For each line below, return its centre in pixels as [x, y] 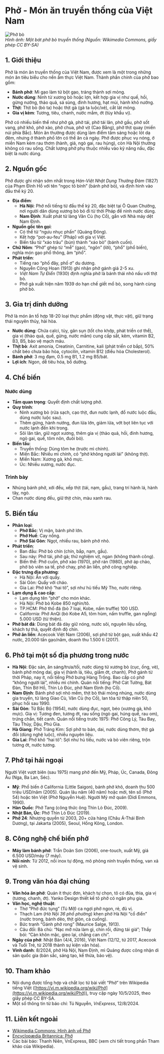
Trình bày [17, 477]
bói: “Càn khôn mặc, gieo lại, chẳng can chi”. [65, 935]
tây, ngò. [21, 493]
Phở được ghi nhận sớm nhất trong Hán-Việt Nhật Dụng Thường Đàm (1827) [82, 181]
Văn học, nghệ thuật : [34, 904]
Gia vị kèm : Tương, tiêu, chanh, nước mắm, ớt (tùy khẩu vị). [72, 113]
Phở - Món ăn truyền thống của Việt [79, 11]
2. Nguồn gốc [26, 169]
